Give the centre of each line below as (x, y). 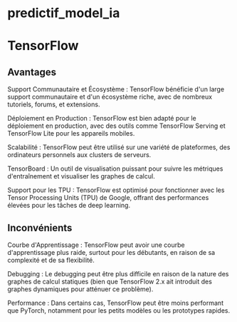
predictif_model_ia (64, 13)
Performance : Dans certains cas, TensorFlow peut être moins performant (116, 303)
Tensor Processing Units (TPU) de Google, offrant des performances (108, 198)
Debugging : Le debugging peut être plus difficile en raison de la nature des (118, 274)
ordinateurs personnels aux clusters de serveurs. (79, 155)
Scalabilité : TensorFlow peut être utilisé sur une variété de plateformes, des (119, 147)
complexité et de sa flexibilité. (51, 260)
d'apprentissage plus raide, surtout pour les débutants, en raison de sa (111, 252)
